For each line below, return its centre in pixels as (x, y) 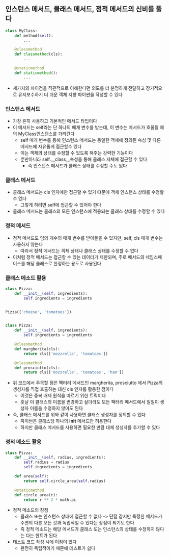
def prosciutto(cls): (37, 368)
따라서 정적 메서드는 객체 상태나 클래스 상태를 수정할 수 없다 (79, 250)
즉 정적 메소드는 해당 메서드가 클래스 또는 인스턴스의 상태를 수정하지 (88, 529)
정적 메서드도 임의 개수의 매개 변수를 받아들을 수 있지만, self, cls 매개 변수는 (88, 238)
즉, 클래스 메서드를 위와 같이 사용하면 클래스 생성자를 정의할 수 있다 (79, 415)
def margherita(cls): (37, 349)
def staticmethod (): (36, 73)
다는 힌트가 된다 (41, 536)
